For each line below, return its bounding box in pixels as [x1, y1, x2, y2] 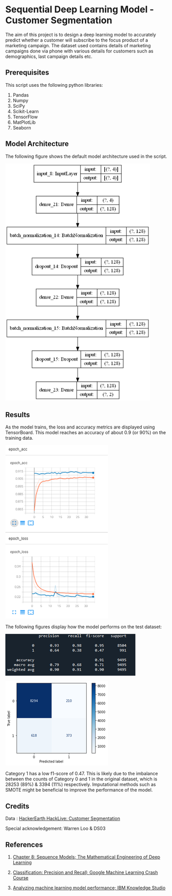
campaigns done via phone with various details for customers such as [5, 48, 154, 54]
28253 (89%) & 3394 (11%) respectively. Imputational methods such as [5, 781, 156, 788]
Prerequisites [5, 68, 49, 77]
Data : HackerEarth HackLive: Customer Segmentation [5, 815, 121, 822]
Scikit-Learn [12, 108, 39, 114]
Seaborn [12, 124, 31, 130]
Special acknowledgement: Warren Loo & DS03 [5, 826, 106, 832]
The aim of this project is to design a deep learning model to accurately [5, 31, 157, 38]
